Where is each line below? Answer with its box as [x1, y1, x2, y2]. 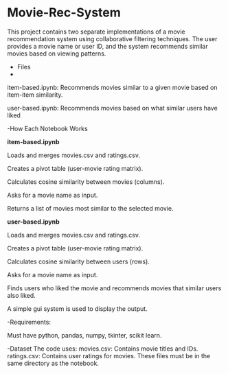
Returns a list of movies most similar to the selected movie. [7, 204, 174, 212]
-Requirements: [7, 318, 52, 326]
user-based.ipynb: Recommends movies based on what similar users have [7, 104, 218, 112]
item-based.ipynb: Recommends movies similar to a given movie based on [7, 83, 218, 91]
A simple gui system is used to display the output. [7, 304, 148, 313]
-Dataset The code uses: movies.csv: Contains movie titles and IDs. [7, 344, 198, 353]
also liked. [7, 291, 36, 299]
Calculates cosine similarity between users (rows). [7, 257, 150, 266]
